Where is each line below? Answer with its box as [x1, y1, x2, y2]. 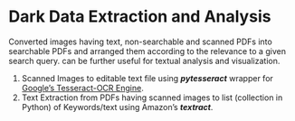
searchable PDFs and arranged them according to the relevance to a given [8, 45, 287, 56]
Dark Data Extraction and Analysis [8, 6, 271, 27]
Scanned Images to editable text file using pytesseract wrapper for [21, 72, 273, 83]
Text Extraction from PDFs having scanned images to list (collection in [21, 92, 283, 103]
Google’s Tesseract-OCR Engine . [21, 82, 144, 93]
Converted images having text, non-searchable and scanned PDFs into [8, 36, 272, 47]
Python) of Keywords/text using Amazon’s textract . [21, 101, 214, 112]
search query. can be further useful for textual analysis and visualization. [8, 55, 281, 66]
